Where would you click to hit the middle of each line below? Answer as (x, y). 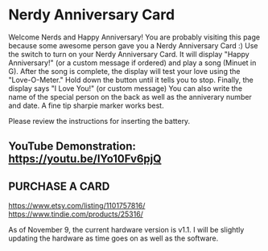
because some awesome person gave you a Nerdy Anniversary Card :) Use (134, 45)
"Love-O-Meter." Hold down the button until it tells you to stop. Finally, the (131, 80)
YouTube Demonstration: (72, 146)
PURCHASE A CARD (59, 186)
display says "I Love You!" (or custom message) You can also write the (126, 88)
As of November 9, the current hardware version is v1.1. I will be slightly (126, 230)
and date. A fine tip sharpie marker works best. (86, 105)
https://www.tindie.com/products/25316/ (76, 214)
